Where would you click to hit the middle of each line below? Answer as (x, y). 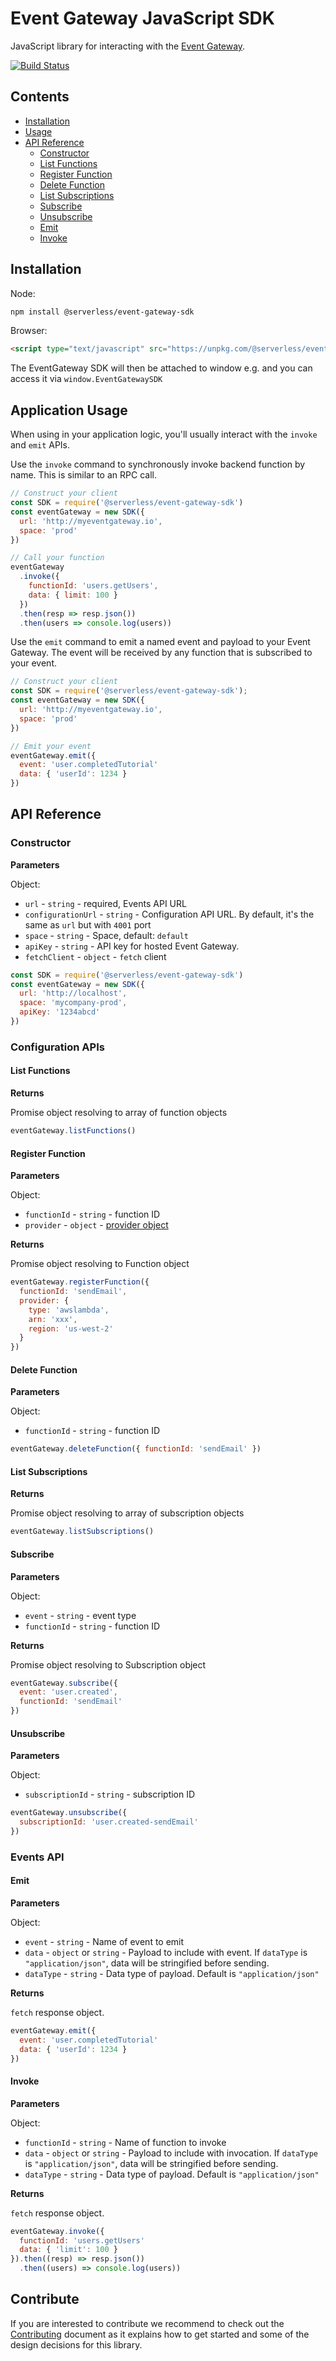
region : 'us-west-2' (71, 1328)
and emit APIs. (40, 445)
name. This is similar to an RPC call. (83, 475)
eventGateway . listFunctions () (73, 1131)
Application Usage (69, 410)
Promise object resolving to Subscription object (108, 1664)
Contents (40, 97)
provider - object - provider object (96, 1225)
